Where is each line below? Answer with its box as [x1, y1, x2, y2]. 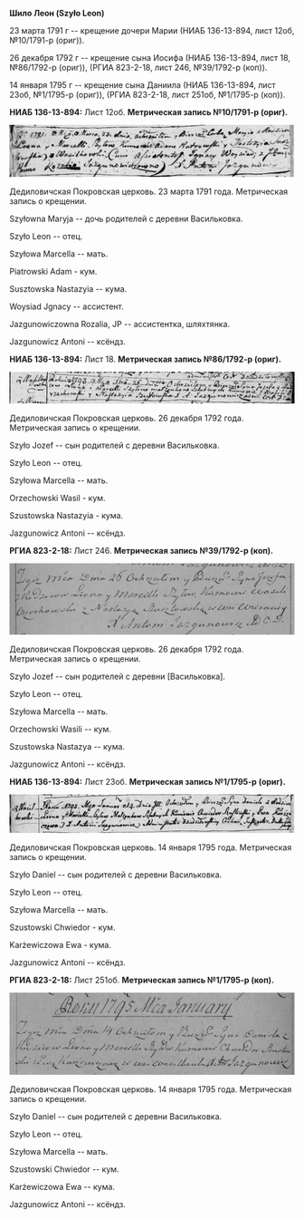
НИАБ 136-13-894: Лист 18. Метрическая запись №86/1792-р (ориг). [9, 353, 282, 364]
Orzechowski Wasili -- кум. [9, 724, 111, 735]
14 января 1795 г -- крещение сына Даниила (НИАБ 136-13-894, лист [9, 80, 276, 90]
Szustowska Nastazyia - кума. [9, 510, 124, 521]
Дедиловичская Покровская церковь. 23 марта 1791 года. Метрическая [9, 186, 289, 197]
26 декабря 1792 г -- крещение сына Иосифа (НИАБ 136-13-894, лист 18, [9, 53, 291, 63]
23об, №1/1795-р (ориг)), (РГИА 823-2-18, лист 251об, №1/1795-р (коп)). [9, 90, 286, 100]
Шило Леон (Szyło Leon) [9, 8, 105, 18]
